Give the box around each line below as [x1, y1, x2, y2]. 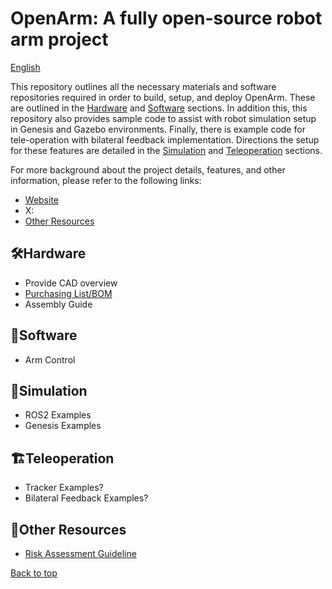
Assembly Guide [24, 298, 93, 310]
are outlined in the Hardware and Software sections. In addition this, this [10, 102, 308, 114]
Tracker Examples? [24, 482, 104, 494]
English [10, 61, 41, 73]
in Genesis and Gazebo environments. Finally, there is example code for [10, 123, 306, 135]
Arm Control [24, 353, 76, 366]
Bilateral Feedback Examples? [24, 492, 149, 504]
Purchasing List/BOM [24, 287, 113, 299]
